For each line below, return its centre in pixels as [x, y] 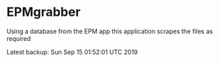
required [19, 38]
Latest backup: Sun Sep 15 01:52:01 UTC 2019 [72, 52]
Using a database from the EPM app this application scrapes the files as [110, 31]
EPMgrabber [44, 12]
